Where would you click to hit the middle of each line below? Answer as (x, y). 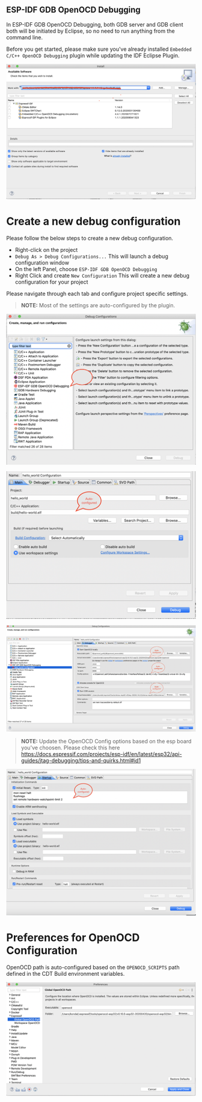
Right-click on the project (46, 249)
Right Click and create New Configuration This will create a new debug (102, 275)
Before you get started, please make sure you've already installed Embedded (99, 49)
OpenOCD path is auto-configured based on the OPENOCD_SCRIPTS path (93, 967)
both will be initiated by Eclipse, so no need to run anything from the (91, 31)
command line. (25, 37)
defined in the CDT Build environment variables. (66, 973)
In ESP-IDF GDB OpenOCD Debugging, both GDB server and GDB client (95, 24)
